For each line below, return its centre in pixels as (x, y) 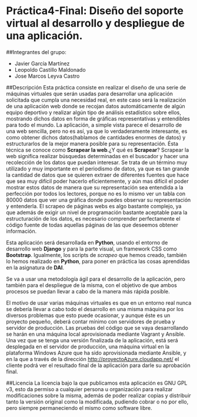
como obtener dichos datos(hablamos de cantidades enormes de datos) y (96, 137)
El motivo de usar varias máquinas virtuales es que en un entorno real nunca (99, 303)
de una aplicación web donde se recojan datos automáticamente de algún (96, 106)
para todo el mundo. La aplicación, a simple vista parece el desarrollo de (94, 125)
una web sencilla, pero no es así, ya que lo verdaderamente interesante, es (97, 131)
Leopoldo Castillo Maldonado (50, 69)
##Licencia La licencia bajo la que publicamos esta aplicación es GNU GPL (97, 383)
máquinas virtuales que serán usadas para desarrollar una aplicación (90, 94)
